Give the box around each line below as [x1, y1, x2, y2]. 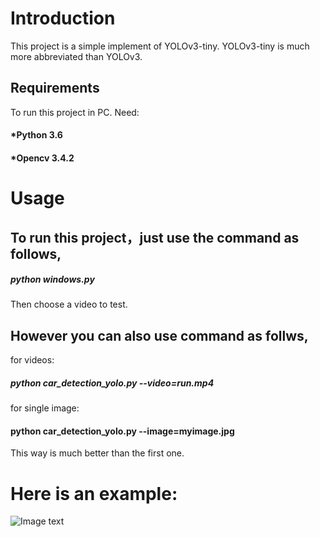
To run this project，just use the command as [10, 229, 300, 246]
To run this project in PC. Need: [10, 106, 140, 118]
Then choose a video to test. [10, 298, 128, 311]
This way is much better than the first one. [10, 447, 185, 459]
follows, [10, 245, 62, 262]
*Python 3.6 [10, 129, 63, 141]
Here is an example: [10, 482, 178, 505]
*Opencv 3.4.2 [10, 152, 75, 164]
